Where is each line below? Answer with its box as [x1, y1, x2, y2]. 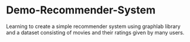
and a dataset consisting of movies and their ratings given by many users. [6, 29, 185, 36]
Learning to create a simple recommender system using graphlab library [6, 23, 181, 30]
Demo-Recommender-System [6, 3, 156, 17]
